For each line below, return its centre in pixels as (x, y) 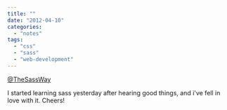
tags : (15, 40)
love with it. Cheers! (36, 100)
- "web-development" (44, 60)
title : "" (22, 14)
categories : (25, 27)
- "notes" (28, 33)
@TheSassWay (29, 79)
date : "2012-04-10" (36, 20)
